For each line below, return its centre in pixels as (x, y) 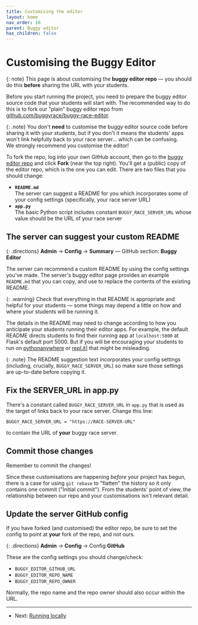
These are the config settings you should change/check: (75, 557)
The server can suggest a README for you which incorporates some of (101, 194)
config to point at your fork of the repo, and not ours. (71, 534)
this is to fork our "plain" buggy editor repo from (65, 109)
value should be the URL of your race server (68, 219)
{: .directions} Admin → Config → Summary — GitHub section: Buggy (92, 251)
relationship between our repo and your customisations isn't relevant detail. (98, 495)
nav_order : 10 (24, 22)
